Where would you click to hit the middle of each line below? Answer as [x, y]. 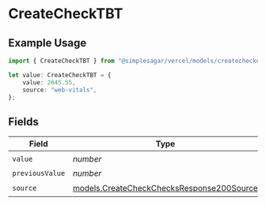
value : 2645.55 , [49, 82]
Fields [24, 122]
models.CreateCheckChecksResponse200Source [165, 188]
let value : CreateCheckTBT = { [60, 75]
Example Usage [47, 43]
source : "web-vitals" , [60, 90]
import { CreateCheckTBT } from [61, 61]
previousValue [39, 173]
